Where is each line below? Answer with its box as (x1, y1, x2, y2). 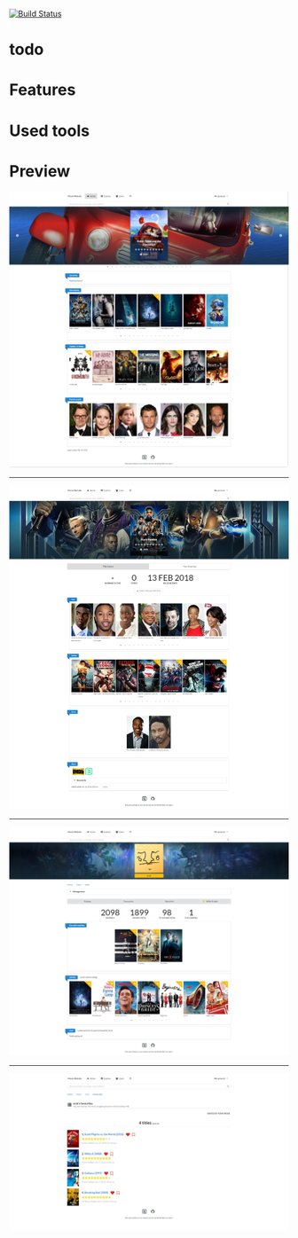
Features (9, 80, 76, 100)
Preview (9, 161, 71, 181)
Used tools (9, 121, 90, 141)
